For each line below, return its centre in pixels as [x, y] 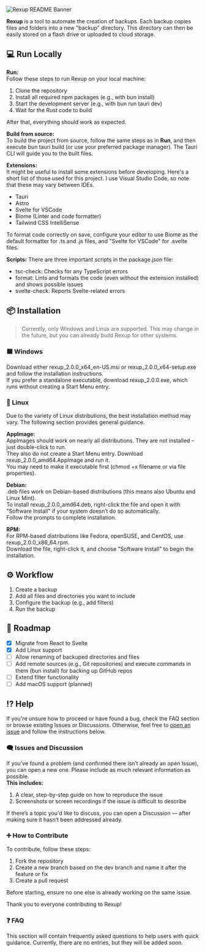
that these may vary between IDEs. [50, 184]
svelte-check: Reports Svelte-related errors [70, 290]
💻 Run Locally [34, 54]
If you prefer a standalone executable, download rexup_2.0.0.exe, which [97, 380]
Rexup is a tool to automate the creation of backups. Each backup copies [99, 21]
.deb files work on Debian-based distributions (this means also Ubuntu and [101, 492]
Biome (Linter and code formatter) [58, 216]
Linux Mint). [21, 498]
